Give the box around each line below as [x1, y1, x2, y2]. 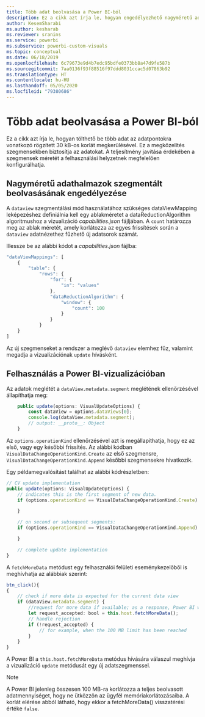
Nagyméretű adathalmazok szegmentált [6, 178, 163, 189]
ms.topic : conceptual [6, 49, 62, 55]
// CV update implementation [6, 480, 81, 486]
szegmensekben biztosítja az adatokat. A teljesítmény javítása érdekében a [6, 148, 195, 155]
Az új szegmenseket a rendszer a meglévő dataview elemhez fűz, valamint [6, 344, 193, 352]
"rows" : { [38, 271, 64, 277]
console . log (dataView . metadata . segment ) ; [28, 415, 135, 421]
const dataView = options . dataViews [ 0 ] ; [28, 409, 132, 415]
